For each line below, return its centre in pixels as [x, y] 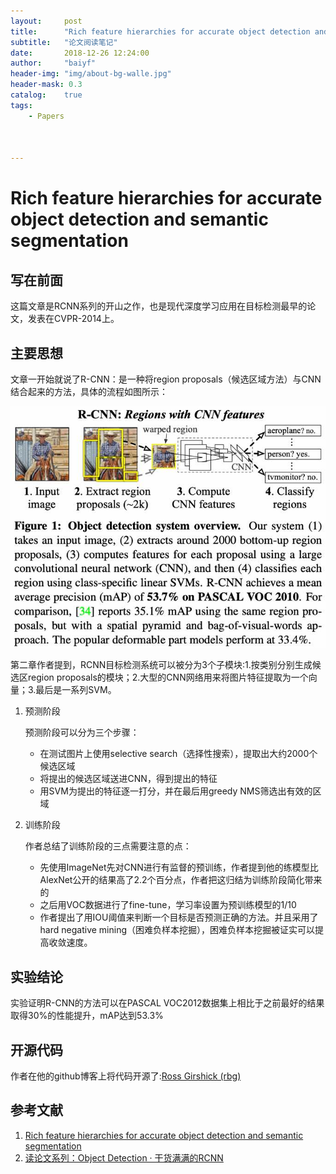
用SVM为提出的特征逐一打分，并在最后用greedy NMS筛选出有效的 [176, 791]
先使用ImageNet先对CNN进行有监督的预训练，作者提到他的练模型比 [179, 867]
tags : [21, 105]
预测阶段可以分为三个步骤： [82, 732]
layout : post [46, 21]
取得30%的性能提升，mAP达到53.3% [87, 1016]
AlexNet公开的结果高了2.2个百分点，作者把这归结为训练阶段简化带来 [181, 880]
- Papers [46, 116]
